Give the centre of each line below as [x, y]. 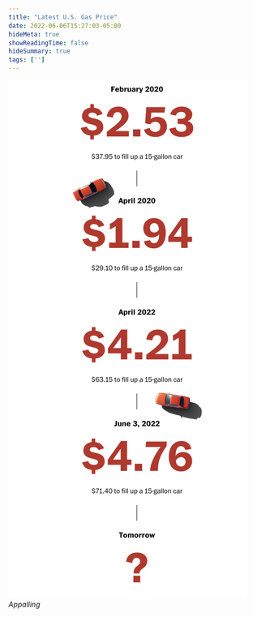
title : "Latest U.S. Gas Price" [63, 17]
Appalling [24, 604]
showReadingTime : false [49, 43]
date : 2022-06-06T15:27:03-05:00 [65, 26]
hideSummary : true [39, 51]
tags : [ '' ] [27, 60]
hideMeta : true [34, 34]
